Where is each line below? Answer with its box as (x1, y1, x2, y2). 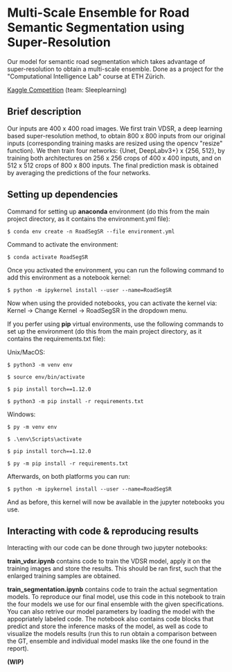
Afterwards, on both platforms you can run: (7, 472, 130, 480)
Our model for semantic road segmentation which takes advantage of (7, 57, 206, 65)
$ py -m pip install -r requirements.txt (7, 460, 129, 467)
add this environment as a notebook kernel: (7, 273, 132, 281)
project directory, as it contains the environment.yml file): (7, 214, 171, 223)
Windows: (7, 410, 36, 418)
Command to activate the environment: (7, 240, 119, 248)
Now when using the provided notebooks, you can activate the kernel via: (7, 299, 217, 307)
